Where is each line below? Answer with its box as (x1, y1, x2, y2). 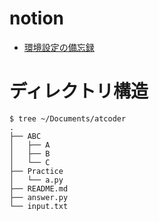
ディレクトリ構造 (9, 80, 149, 103)
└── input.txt (9, 201, 69, 211)
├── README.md (9, 183, 69, 194)
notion (9, 7, 65, 30)
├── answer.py (9, 192, 69, 202)
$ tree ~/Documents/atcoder (9, 113, 127, 124)
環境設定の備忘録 (23, 41, 95, 53)
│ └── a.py (9, 175, 64, 185)
